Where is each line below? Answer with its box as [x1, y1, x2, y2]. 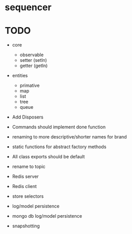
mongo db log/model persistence [12, 213, 83, 219]
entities [12, 73, 28, 79]
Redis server [12, 173, 39, 180]
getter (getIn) [19, 63, 48, 69]
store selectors [12, 193, 44, 199]
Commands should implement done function [12, 124, 105, 130]
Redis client [12, 183, 37, 190]
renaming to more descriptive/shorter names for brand [12, 134, 127, 140]
